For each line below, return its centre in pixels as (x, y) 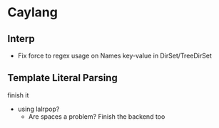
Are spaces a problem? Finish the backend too (97, 116)
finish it (18, 95)
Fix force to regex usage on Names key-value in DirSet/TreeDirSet (114, 55)
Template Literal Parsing (62, 78)
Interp (21, 39)
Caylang (33, 12)
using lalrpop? (39, 109)
